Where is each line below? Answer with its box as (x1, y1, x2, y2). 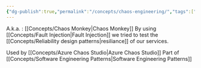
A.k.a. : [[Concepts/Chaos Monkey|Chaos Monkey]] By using (6, 25, 157, 32)
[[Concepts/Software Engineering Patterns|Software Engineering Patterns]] (6, 55, 193, 62)
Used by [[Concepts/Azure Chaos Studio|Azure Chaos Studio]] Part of (6, 48, 179, 56)
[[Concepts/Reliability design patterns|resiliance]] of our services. (6, 37, 169, 44)
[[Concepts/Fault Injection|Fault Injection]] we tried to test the (6, 31, 159, 38)
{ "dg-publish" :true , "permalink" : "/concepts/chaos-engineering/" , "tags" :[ (6, 8, 194, 15)
